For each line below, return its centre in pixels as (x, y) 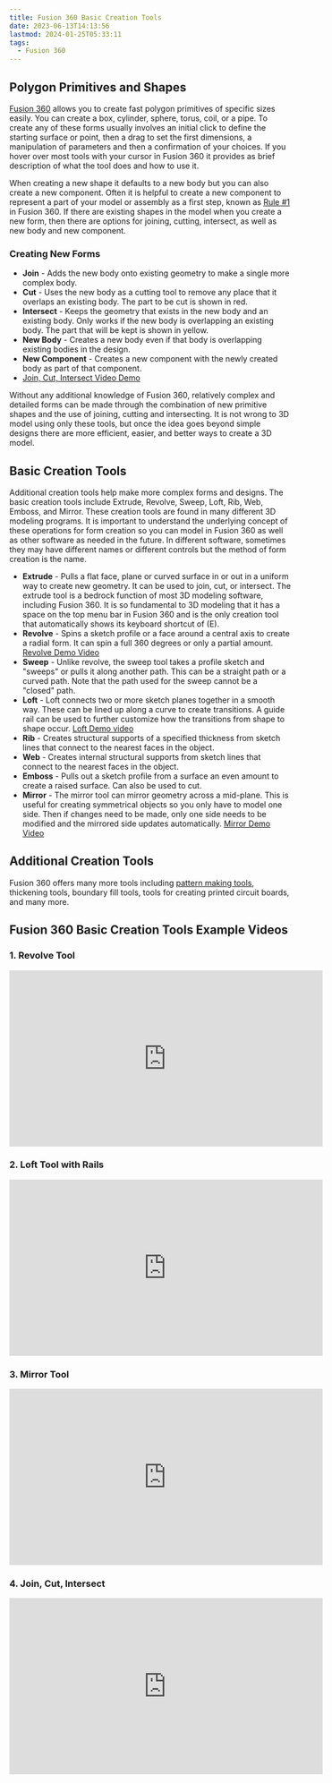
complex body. (50, 283)
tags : (19, 43)
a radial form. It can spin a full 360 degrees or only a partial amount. (148, 643)
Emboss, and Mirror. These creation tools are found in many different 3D (143, 512)
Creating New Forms (55, 253)
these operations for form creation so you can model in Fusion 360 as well (146, 531)
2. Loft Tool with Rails (57, 1164)
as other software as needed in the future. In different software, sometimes (148, 540)
